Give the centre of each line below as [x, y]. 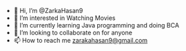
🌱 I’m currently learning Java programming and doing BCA [96, 25]
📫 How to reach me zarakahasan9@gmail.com [81, 40]
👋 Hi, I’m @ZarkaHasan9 [48, 11]
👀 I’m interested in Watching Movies [64, 18]
